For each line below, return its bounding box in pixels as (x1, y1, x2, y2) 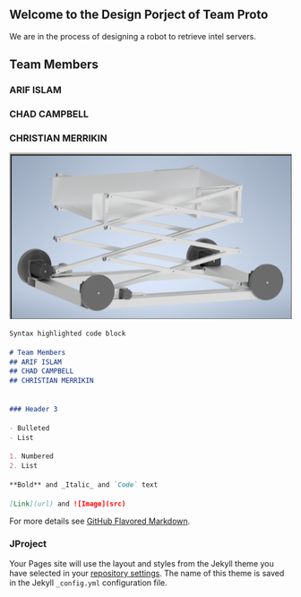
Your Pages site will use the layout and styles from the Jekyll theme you (9, 558, 275, 568)
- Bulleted (9, 423, 50, 433)
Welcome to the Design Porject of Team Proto (9, 7, 269, 22)
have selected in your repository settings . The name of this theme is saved (9, 567, 285, 578)
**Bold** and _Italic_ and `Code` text (9, 480, 159, 489)
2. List (9, 462, 39, 471)
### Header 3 (9, 404, 58, 413)
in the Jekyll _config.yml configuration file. (9, 577, 168, 588)
